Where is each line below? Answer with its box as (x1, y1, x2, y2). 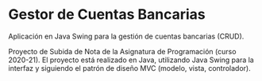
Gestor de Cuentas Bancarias (8, 6, 206, 24)
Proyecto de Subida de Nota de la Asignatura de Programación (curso (8, 46, 237, 56)
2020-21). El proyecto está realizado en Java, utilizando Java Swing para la (8, 55, 254, 64)
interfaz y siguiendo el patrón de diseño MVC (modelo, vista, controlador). (8, 63, 252, 72)
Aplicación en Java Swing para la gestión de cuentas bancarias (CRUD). (8, 31, 245, 41)
